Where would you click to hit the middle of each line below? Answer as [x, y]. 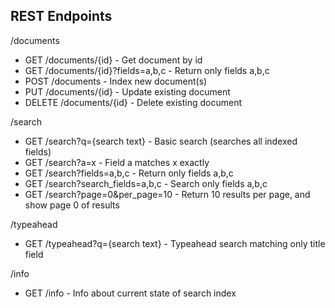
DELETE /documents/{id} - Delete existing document [133, 102]
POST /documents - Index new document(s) [116, 81]
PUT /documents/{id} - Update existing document [127, 91]
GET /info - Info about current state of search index [130, 293]
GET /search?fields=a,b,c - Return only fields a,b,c [129, 173]
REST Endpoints [61, 16]
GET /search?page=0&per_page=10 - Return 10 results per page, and [167, 194]
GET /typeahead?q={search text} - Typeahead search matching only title [175, 243]
